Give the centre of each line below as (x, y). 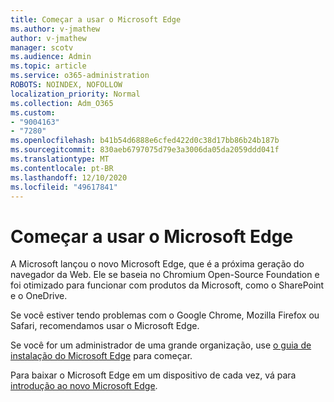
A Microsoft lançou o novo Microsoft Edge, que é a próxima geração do (157, 264)
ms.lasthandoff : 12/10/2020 (69, 177)
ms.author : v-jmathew (55, 29)
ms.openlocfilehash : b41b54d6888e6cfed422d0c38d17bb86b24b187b (145, 141)
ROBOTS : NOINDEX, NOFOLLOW (66, 85)
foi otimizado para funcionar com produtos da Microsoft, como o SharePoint (167, 285)
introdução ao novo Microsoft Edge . (84, 386)
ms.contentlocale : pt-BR (62, 168)
